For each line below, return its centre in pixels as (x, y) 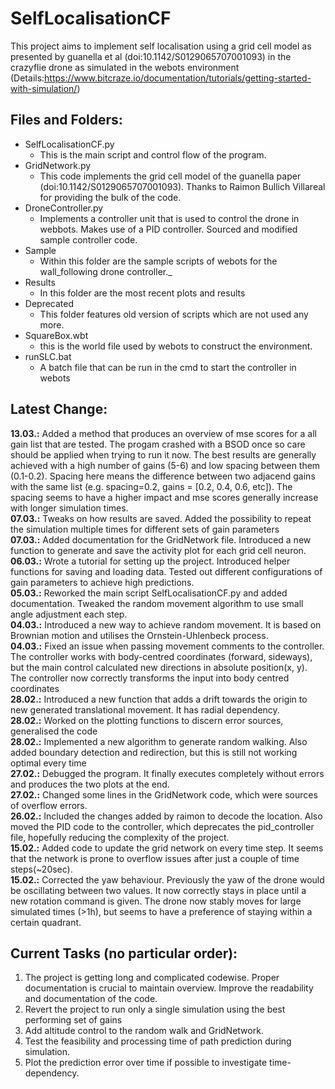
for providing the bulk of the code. (110, 197)
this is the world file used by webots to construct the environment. (176, 346)
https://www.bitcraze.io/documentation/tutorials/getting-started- (178, 78)
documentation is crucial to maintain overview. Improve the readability (169, 988)
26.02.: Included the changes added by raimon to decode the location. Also (166, 816)
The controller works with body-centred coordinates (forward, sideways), (161, 656)
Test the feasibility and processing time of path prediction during (158, 1041)
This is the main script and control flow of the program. (153, 154)
